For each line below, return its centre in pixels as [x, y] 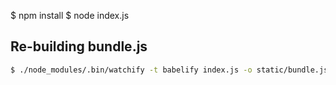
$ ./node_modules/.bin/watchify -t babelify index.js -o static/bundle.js [169, 70]
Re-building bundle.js [79, 46]
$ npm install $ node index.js [70, 15]
